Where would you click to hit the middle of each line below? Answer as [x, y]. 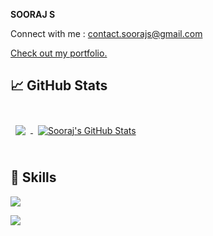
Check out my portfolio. [59, 53]
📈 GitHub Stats [59, 85]
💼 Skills [33, 177]
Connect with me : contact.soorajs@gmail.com [106, 33]
